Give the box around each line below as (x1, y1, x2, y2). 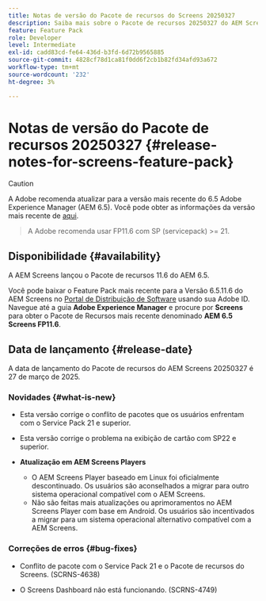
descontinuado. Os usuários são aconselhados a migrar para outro (31, 481, 249, 491)
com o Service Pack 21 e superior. (19, 418, 131, 428)
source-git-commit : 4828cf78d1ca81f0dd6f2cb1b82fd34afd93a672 (8, 56, 218, 64)
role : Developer (8, 33, 62, 42)
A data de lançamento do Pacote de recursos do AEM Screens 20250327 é (8, 364, 254, 373)
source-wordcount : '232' (8, 71, 90, 78)
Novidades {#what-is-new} (8, 392, 116, 403)
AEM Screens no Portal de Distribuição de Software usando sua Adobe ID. (8, 294, 251, 304)
